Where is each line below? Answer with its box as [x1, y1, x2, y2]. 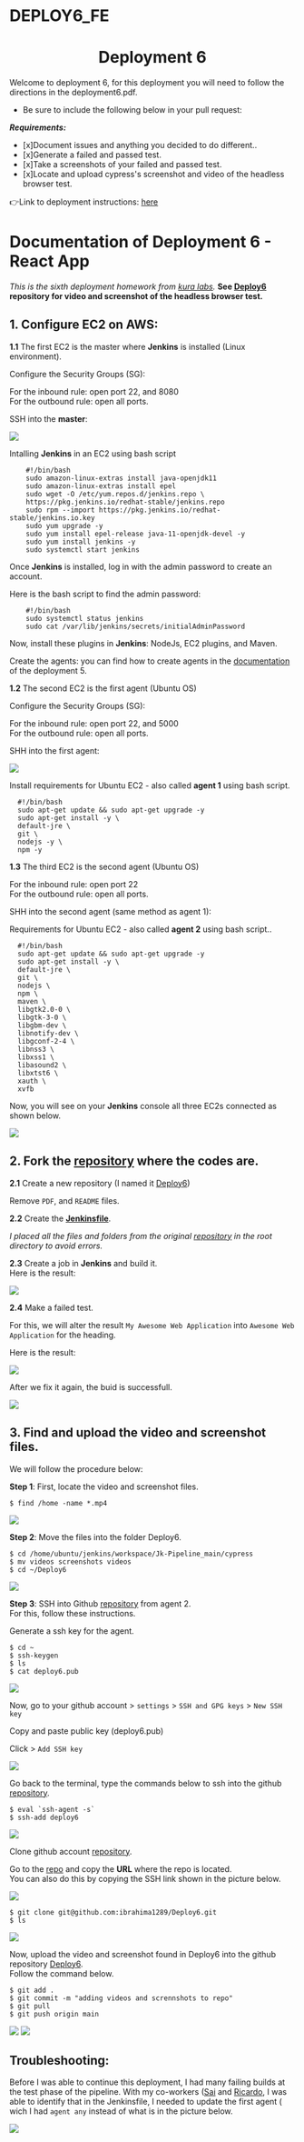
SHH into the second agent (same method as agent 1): [9, 906, 211, 916]
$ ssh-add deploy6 [9, 1813, 79, 1822]
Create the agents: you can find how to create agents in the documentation [9, 656, 290, 666]
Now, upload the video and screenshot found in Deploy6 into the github [9, 1948, 277, 1959]
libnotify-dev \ [17, 1028, 79, 1037]
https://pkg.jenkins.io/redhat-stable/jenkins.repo [25, 497, 225, 506]
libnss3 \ [17, 1045, 54, 1054]
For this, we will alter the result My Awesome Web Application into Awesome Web [9, 1319, 295, 1330]
